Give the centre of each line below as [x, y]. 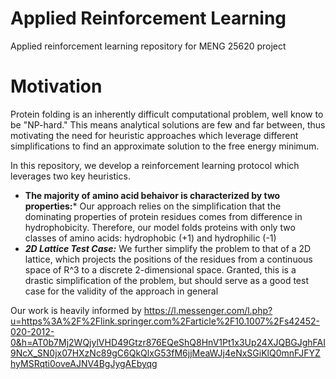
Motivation [56, 86]
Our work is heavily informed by [76, 310]
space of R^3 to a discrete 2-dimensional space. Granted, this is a [160, 269]
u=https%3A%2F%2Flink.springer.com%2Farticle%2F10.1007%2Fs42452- [165, 321]
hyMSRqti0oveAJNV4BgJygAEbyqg [84, 363]
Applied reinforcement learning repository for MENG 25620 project [148, 46]
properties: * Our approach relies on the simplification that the [153, 206]
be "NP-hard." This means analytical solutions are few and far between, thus [168, 124]
